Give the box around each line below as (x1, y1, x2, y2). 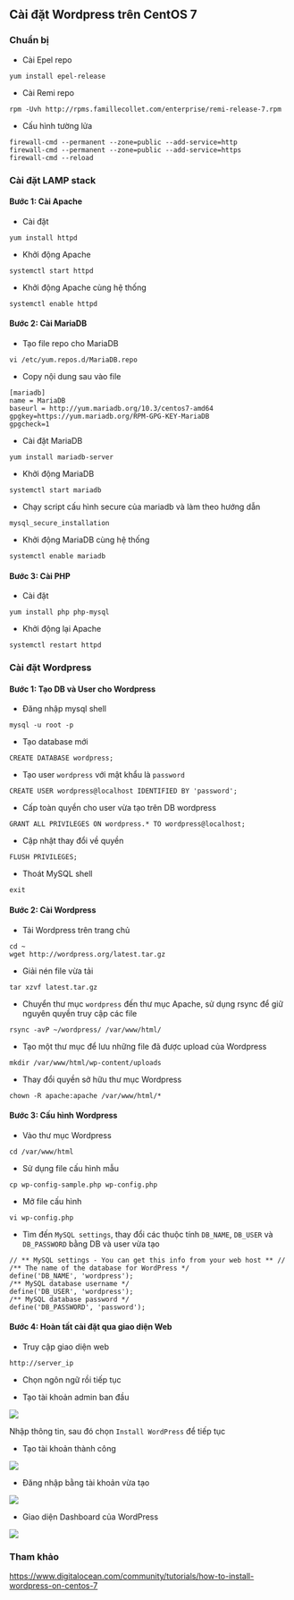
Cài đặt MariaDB (21, 436, 83, 447)
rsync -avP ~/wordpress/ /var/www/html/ (9, 1025, 163, 1034)
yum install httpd (9, 233, 78, 243)
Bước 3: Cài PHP (9, 570, 71, 581)
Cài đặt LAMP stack (9, 174, 97, 186)
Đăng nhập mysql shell (21, 703, 107, 714)
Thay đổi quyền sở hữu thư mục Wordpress (21, 1074, 182, 1085)
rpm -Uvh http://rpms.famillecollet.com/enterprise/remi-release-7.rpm (9, 105, 281, 114)
